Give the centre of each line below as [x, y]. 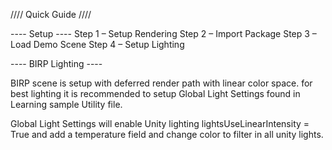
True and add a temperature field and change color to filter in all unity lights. [167, 134]
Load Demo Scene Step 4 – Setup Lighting [97, 44]
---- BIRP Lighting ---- [56, 63]
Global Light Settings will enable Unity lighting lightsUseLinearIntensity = [160, 123]
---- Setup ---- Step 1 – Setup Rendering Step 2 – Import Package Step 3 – [163, 33]
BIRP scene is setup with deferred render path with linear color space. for [161, 83]
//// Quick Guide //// [51, 14]
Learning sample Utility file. [66, 104]
